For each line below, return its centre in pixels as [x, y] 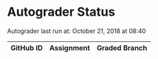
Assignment [70, 47]
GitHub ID [27, 47]
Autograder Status [61, 12]
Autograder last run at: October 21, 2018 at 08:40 [77, 31]
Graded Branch [122, 47]
